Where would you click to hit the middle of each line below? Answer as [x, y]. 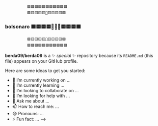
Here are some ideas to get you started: [45, 71]
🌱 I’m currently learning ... [38, 85]
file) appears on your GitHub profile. [41, 61]
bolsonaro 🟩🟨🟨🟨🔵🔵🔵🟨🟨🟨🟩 [43, 26]
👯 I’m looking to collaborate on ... [45, 91]
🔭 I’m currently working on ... [41, 80]
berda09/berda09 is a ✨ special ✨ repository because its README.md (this [79, 56]
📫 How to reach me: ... [36, 106]
